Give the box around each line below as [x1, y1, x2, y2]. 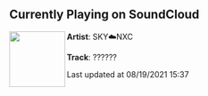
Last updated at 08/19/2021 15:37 [66, 68, 189, 79]
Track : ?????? [66, 52, 118, 62]
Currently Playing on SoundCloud [9, 7, 200, 22]
